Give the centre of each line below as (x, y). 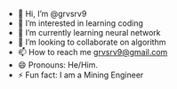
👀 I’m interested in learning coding (80, 23)
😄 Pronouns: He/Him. (57, 65)
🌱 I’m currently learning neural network (89, 32)
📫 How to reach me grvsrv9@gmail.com (93, 52)
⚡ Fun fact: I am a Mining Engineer (80, 75)
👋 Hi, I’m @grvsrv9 (52, 14)
